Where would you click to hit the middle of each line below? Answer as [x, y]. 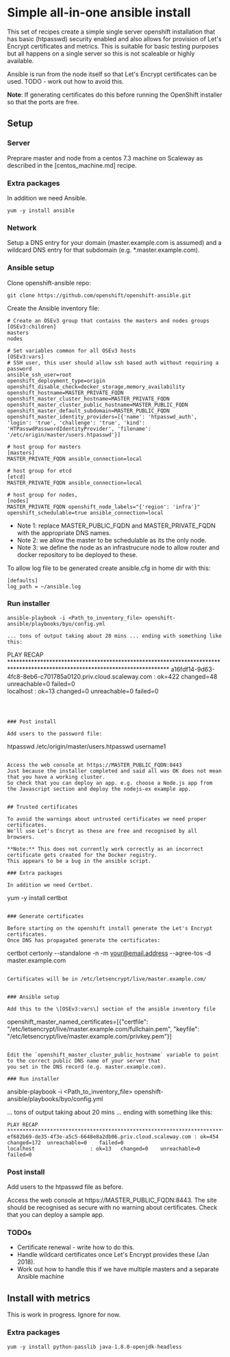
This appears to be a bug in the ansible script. [79, 861]
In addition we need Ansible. [47, 198]
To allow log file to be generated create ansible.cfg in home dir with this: [109, 568]
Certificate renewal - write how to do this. [76, 1247]
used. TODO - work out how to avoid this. [66, 81]
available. [21, 60]
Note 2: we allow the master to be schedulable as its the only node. [112, 540]
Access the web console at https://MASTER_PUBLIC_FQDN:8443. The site [112, 1200]
